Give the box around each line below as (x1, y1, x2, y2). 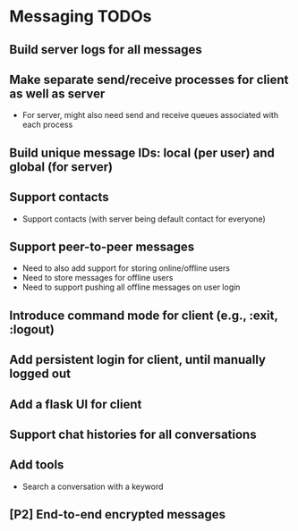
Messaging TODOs (9, 6, 152, 27)
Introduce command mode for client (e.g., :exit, (9, 308, 278, 323)
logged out (9, 367, 72, 382)
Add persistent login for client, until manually (9, 352, 267, 367)
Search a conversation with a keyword (21, 481, 164, 492)
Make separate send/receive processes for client (9, 72, 289, 87)
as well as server (9, 86, 106, 101)
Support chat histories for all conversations (9, 426, 257, 442)
